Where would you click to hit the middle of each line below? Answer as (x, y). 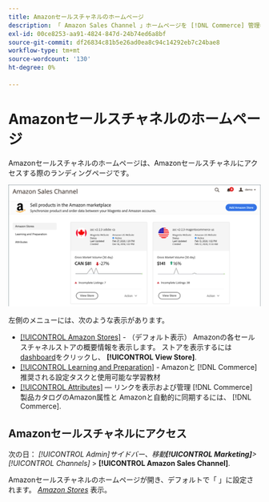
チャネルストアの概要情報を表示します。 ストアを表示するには (129, 347)
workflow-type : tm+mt (44, 51)
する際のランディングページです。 (78, 173)
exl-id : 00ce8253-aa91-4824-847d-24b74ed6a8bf (87, 34)
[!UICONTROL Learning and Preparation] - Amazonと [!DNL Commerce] (139, 367)
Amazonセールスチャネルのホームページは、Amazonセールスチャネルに (126, 163)
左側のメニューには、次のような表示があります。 (89, 320)
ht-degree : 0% (32, 68)
